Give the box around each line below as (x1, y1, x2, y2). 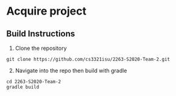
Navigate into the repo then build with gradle (15, 67, 127, 74)
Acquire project (6, 4, 86, 18)
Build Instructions (6, 29, 76, 39)
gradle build (6, 84, 40, 90)
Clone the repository (15, 44, 67, 52)
